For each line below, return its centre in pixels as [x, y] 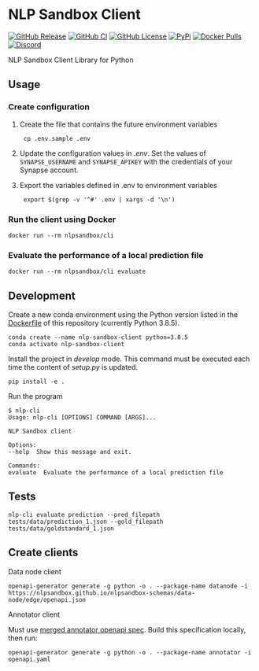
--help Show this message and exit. [70, 452]
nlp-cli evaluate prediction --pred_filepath [84, 514]
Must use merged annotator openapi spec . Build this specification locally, [127, 629]
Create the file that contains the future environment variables [118, 124]
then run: [23, 638]
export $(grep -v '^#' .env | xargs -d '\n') [99, 199]
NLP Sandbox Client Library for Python [71, 60]
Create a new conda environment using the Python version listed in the [123, 315]
